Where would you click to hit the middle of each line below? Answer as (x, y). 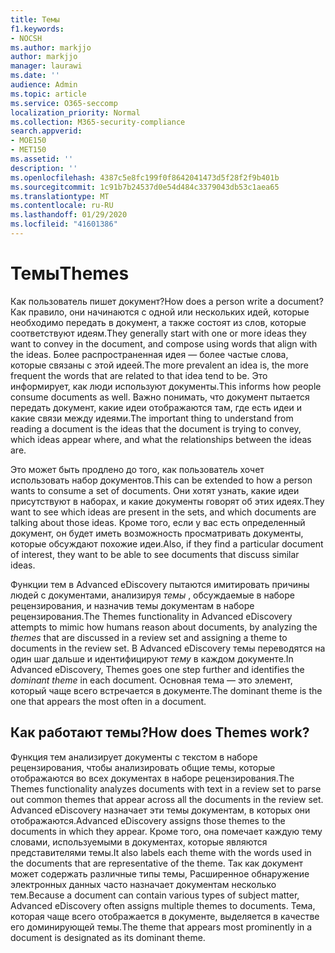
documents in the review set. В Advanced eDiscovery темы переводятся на (168, 648)
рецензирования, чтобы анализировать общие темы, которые (143, 767)
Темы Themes (70, 273)
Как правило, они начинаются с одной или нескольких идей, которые (160, 312)
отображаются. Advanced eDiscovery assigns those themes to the (148, 820)
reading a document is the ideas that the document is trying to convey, (156, 428)
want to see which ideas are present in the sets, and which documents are (163, 512)
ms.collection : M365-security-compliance (98, 122)
